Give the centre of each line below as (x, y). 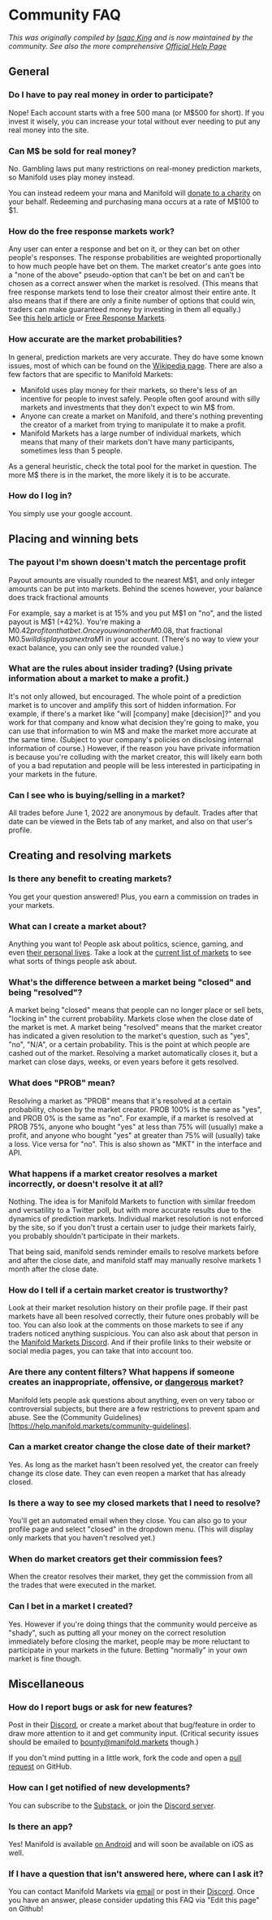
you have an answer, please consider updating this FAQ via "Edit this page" (134, 1900)
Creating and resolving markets (90, 856)
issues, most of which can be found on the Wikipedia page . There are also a (136, 365)
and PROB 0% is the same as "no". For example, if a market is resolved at (131, 1118)
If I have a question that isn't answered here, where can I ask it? (136, 1874)
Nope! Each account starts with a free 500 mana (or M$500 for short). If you (136, 112)
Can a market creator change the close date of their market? (130, 1447)
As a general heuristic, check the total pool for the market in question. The (133, 466)
